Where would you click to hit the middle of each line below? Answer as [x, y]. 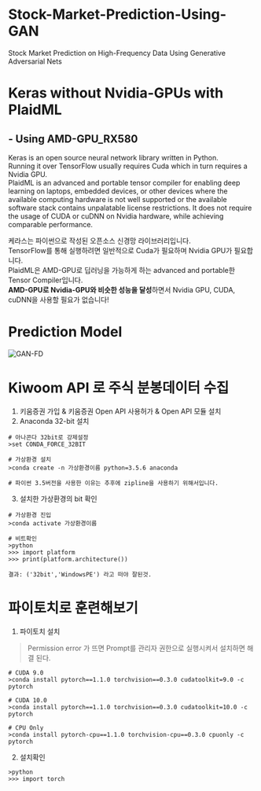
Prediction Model [65, 332]
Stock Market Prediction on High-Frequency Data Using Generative [117, 53]
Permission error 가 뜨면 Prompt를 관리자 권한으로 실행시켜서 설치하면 [136, 648]
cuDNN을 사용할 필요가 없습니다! [59, 300]
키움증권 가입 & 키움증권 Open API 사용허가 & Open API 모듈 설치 [120, 411]
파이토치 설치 [40, 631]
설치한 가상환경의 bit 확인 [58, 499]
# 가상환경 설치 [30, 459]
